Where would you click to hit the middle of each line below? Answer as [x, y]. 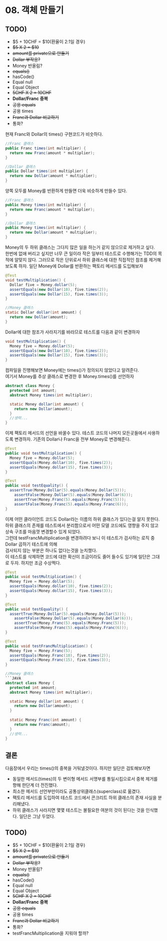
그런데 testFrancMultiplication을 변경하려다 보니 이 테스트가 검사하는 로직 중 [80, 537]
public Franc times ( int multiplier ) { [45, 148]
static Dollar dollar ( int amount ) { [43, 312]
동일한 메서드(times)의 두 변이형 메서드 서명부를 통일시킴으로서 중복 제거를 [85, 779]
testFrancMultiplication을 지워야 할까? [50, 933]
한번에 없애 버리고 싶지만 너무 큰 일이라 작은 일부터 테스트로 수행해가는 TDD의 [81, 253]
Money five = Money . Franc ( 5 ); [41, 650]
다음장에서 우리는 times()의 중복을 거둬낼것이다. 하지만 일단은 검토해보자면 [78, 768]
